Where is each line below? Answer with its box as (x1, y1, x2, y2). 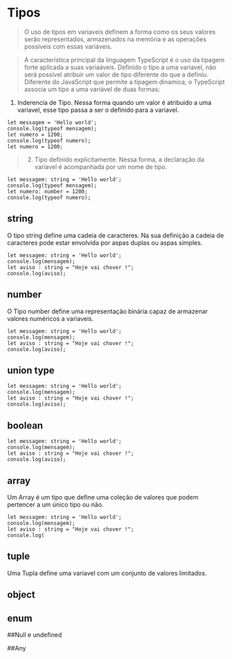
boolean (7, 420, 43, 431)
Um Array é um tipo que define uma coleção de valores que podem (7, 493, 199, 501)
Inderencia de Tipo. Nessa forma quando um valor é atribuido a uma (17, 98, 212, 106)
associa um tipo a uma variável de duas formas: (23, 85, 160, 93)
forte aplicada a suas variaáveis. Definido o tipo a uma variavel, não (23, 63, 217, 71)
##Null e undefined (7, 631, 62, 639)
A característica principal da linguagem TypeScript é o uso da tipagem (23, 55, 225, 63)
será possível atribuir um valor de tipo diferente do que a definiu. (23, 70, 209, 79)
